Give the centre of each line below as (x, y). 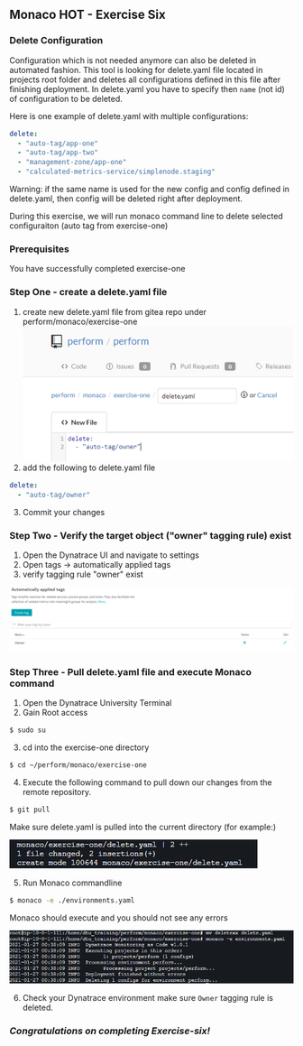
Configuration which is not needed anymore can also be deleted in (133, 60)
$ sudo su (28, 730)
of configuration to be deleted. (66, 98)
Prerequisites (39, 249)
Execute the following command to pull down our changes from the (147, 782)
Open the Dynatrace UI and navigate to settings (111, 555)
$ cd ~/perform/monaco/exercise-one (78, 765)
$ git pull (30, 810)
